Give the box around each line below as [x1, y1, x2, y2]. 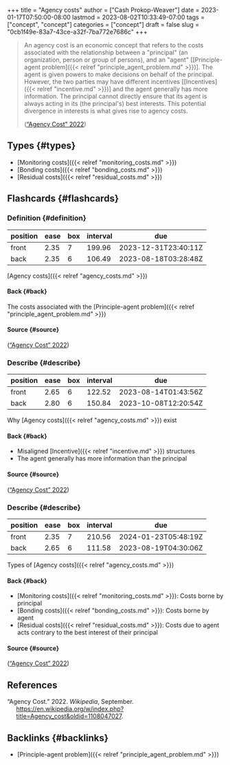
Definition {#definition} [7, 213, 87, 223]
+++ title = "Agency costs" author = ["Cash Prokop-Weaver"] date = [7, 6, 200, 14]
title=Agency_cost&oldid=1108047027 [16, 712, 122, 720]
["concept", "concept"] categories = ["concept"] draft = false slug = [7, 21, 200, 28]
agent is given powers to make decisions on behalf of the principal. [23, 70, 214, 78]
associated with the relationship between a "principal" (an [23, 48, 188, 56]
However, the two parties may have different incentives [23, 78, 181, 85]
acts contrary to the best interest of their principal [16, 628, 158, 636]
